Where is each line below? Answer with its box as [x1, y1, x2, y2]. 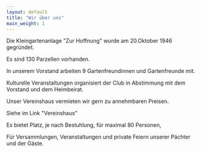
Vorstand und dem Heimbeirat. [6, 86, 84, 93]
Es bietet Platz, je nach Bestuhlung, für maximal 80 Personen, [6, 121, 162, 129]
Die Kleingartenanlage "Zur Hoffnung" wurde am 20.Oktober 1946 [6, 37, 172, 45]
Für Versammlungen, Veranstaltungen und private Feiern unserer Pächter [6, 133, 191, 141]
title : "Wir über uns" [6, 15, 64, 21]
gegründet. [6, 44, 35, 51]
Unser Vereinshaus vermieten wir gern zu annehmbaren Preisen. [6, 97, 169, 105]
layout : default [6, 9, 48, 15]
